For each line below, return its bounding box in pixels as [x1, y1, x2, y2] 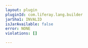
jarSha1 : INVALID [5, 17, 42, 22]
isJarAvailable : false [5, 21, 53, 27]
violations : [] [5, 31, 38, 36]
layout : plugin [5, 7, 38, 13]
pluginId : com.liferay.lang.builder [5, 12, 83, 17]
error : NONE [5, 26, 31, 31]
